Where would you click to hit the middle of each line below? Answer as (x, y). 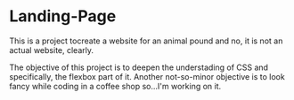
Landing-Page (63, 16)
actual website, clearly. (51, 50)
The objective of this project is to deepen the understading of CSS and (139, 67)
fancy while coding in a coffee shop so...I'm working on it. (115, 86)
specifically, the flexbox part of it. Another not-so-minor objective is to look (147, 76)
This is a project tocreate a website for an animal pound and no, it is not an (146, 41)
